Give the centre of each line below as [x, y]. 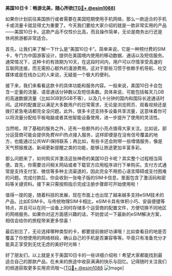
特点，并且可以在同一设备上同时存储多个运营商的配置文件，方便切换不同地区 [86, 208]
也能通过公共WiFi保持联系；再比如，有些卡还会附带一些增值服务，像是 [88, 141]
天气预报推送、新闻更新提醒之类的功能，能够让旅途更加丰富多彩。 [75, 147]
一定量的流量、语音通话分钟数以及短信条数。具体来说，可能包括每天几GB [87, 92]
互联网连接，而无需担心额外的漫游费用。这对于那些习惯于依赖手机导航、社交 [86, 68]
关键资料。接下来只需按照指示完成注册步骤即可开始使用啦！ [77, 184]
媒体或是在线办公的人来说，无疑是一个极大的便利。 [59, 75]
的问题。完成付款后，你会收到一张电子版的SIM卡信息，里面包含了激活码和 [83, 178]
